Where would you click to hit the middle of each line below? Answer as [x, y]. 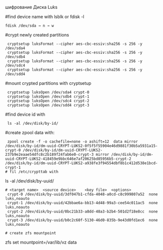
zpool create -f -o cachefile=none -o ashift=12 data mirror [73, 142]
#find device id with [25, 114]
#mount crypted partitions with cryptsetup [48, 83]
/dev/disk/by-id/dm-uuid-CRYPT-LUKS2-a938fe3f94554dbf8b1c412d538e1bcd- [81, 163]
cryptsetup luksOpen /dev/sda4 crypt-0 [48, 92]
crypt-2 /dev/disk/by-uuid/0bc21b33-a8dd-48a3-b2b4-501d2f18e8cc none [82, 212]
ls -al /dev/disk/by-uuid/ [30, 181]
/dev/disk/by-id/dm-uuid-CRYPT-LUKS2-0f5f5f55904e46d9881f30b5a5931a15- [81, 146]
